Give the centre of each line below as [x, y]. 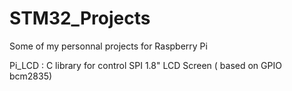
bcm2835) [31, 76]
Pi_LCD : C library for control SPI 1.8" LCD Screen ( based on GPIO [145, 65]
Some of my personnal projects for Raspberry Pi [108, 46]
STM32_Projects [80, 18]
